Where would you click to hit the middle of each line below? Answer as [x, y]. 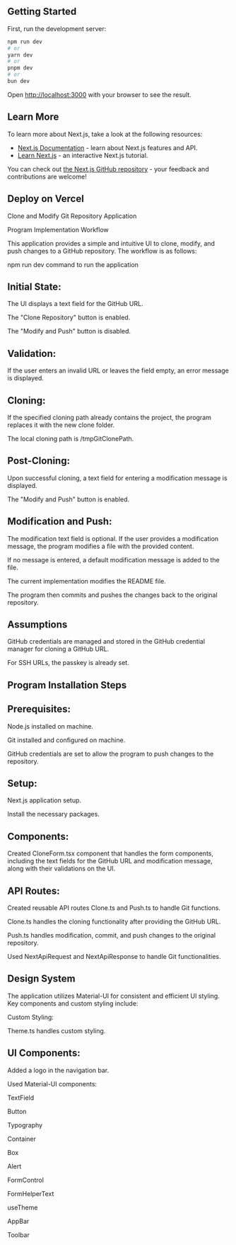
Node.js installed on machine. [51, 726]
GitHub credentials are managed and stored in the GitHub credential [106, 642]
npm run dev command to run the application [73, 264]
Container [22, 1139]
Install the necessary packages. [54, 814]
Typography [25, 1125]
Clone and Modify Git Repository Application [72, 216]
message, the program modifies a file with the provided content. [101, 546]
